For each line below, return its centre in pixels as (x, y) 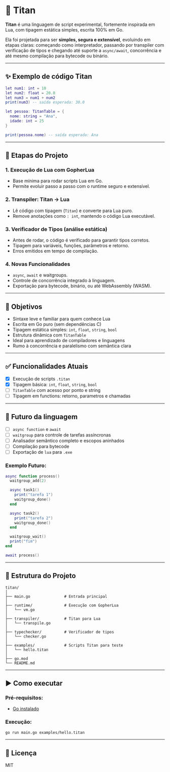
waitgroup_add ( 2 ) (28, 481)
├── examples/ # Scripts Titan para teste (64, 645)
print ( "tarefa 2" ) (34, 518)
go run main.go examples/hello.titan (45, 732)
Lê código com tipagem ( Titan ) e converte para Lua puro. (73, 211)
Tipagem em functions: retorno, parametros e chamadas (71, 396)
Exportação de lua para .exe (42, 452)
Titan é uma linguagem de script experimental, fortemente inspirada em (80, 24)
